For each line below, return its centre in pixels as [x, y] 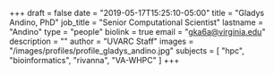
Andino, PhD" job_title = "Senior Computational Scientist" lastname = [137, 22]
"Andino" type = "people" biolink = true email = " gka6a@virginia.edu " [137, 32]
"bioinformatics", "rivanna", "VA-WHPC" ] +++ [94, 60]
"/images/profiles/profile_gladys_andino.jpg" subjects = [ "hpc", [127, 51]
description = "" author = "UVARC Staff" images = [102, 41]
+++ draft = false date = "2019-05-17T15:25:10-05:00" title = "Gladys [137, 13]
